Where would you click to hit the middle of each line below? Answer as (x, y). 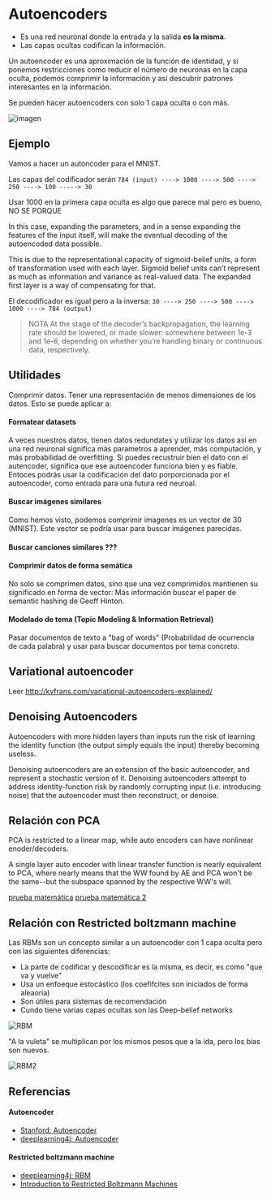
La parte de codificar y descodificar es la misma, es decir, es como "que (141, 967)
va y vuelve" (41, 976)
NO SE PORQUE (35, 210)
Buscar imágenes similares (55, 502)
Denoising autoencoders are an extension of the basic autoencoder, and (129, 769)
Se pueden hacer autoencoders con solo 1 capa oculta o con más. (119, 102)
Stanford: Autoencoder (58, 1130)
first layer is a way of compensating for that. (82, 285)
